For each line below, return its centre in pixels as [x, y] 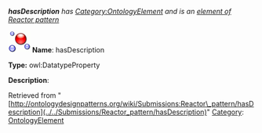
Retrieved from [32, 95]
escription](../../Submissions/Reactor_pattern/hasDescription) [107, 112]
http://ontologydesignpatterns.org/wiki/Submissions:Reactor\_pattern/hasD [132, 104]
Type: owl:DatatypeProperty [54, 65]
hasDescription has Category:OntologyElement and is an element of [120, 11]
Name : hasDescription [68, 50]
